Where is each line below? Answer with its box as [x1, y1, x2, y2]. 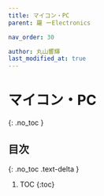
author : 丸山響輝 [8, 47, 61, 55]
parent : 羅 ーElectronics [8, 19, 91, 27]
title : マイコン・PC [8, 11, 69, 20]
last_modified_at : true [8, 55, 87, 63]
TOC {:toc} [19, 179, 55, 189]
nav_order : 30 [8, 33, 55, 41]
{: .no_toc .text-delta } [8, 164, 80, 174]
